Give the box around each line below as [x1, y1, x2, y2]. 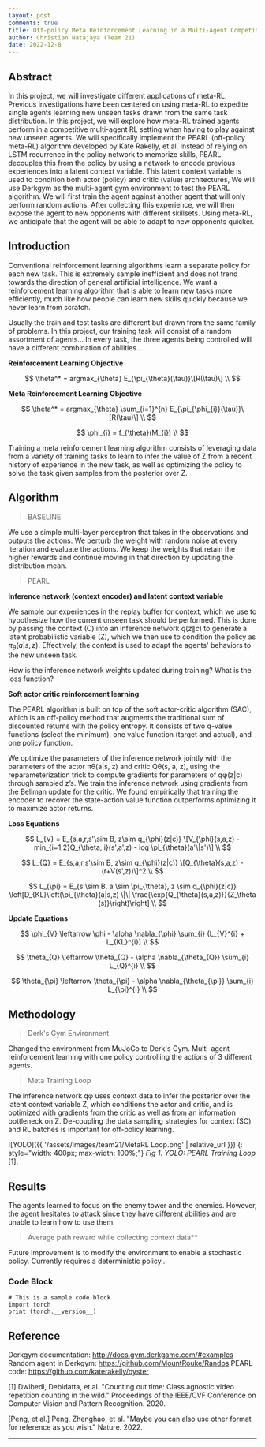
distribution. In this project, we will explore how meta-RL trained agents [8, 116, 240, 125]
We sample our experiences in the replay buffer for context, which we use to [8, 607, 257, 616]
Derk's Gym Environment [27, 1029, 109, 1038]
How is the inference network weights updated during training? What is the [8, 666, 252, 675]
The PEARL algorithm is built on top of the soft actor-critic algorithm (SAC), [8, 705, 252, 714]
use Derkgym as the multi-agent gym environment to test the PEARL [8, 183, 230, 193]
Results [8, 1180, 47, 1193]
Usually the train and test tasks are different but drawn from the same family [8, 317, 256, 327]
